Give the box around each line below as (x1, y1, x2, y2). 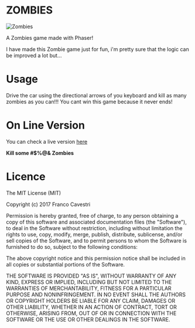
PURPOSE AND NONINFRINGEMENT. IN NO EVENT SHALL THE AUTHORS (6, 291, 186, 298)
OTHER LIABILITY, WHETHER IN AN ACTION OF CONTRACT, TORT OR (6, 303, 177, 310)
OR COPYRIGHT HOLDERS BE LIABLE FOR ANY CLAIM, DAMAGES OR (6, 297, 176, 304)
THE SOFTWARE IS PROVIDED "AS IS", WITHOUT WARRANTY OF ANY (6, 272, 177, 279)
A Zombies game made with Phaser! (6, 34, 94, 41)
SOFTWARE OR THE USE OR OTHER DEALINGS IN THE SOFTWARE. (6, 316, 170, 323)
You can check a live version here (6, 138, 88, 145)
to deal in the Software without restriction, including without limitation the (6, 224, 183, 232)
